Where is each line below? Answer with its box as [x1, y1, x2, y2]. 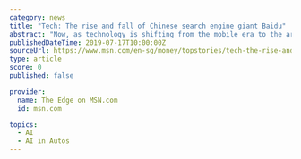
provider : [9, 87, 47, 96]
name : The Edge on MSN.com [17, 96, 118, 105]
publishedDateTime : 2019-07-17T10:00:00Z [9, 38, 167, 47]
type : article [9, 54, 63, 63]
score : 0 [9, 63, 42, 72]
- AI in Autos [17, 137, 70, 146]
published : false [9, 71, 74, 80]
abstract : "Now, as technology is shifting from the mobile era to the [9, 29, 282, 38]
